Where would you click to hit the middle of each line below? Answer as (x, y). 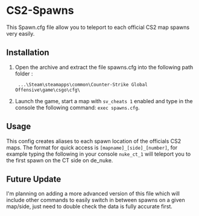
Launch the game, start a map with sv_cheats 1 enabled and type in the (104, 101)
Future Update (34, 179)
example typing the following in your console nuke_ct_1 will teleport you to (99, 154)
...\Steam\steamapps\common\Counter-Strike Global (83, 84)
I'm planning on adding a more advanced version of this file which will (93, 194)
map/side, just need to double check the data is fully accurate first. (90, 206)
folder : (24, 74)
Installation (28, 53)
